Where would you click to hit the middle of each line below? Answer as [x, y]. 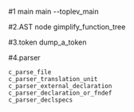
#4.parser [25, 58]
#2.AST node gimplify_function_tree [67, 27]
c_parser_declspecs [41, 100]
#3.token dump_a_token [47, 42]
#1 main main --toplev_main [53, 12]
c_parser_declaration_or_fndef [60, 93]
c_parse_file [30, 72]
